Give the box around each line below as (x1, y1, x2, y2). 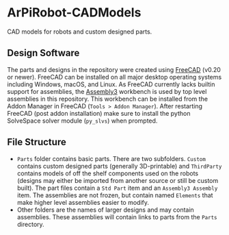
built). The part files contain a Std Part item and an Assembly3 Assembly (16, 184, 218, 192)
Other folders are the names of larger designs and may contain (16, 206, 195, 214)
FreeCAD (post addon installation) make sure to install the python (7, 109, 191, 117)
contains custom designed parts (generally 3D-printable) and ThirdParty (16, 162, 222, 170)
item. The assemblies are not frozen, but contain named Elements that (16, 190, 213, 199)
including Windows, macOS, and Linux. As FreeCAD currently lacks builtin (7, 80, 215, 88)
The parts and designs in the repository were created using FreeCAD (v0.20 (7, 65, 221, 73)
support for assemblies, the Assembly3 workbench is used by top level (7, 87, 207, 95)
